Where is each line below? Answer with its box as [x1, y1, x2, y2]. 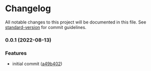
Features [5, 49, 27, 56]
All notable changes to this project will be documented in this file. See [5, 19, 147, 25]
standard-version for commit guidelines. [5, 24, 87, 30]
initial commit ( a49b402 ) [12, 61, 62, 67]
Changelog [5, 3, 51, 14]
